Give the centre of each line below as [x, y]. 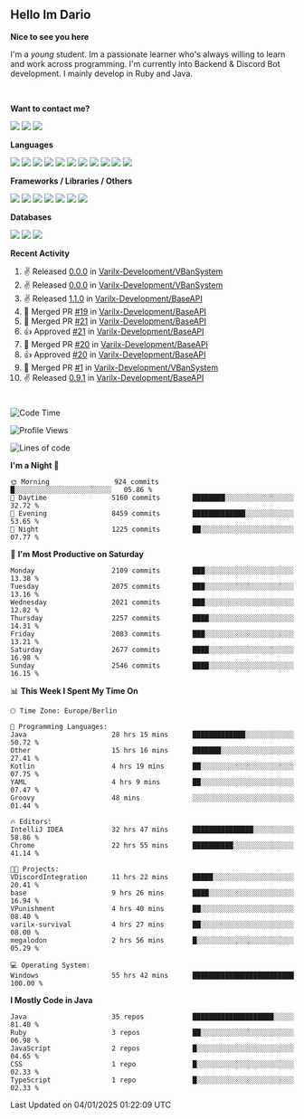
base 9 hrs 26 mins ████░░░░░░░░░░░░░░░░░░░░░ [152, 893]
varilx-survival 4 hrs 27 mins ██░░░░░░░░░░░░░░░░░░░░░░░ [152, 925]
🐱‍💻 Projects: [35, 869]
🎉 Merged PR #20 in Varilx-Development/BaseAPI [116, 344]
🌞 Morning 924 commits [85, 482]
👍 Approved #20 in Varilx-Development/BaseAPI [114, 354]
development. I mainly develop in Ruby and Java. [102, 73]
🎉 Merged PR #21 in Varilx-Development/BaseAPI [115, 321]
